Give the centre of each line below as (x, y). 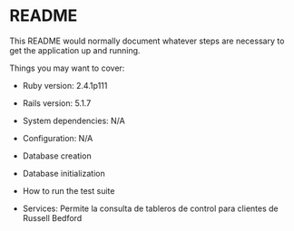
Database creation (57, 156)
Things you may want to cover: (67, 68)
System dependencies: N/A (73, 120)
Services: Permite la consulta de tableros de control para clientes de (150, 208)
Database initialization (64, 173)
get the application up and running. (75, 50)
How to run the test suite (69, 190)
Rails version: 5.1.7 (57, 103)
